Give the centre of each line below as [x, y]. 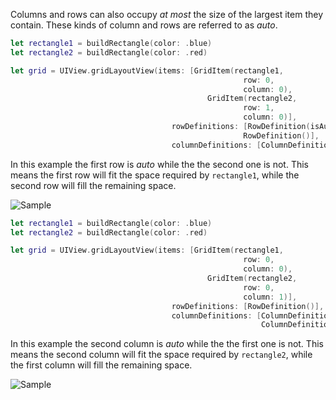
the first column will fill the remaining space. [101, 365]
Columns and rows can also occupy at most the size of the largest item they [167, 14]
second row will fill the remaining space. [93, 185]
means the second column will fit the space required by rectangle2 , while [161, 355]
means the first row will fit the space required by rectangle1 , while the [155, 175]
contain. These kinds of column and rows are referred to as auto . [144, 25]
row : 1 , [259, 108]
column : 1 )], [270, 297]
